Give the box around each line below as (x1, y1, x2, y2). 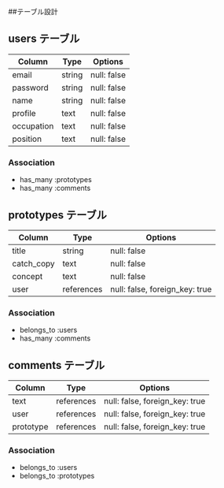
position (12, 133, 42, 144)
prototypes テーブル (8, 208, 108, 222)
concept (12, 270, 43, 281)
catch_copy (12, 258, 55, 269)
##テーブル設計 (8, 7, 58, 16)
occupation (12, 121, 54, 132)
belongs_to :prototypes (19, 471, 95, 481)
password (12, 82, 49, 93)
